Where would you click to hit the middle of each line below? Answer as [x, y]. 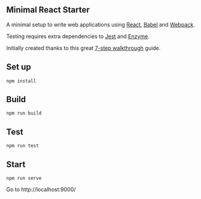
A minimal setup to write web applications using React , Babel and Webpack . [101, 24]
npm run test [23, 146]
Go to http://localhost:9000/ [41, 189]
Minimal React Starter [48, 10]
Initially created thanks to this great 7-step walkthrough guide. [84, 48]
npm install [21, 81]
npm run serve [24, 178]
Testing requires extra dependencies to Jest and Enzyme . [78, 36]
